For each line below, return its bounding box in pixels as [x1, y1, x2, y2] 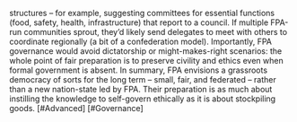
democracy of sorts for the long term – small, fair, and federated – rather [9, 74, 276, 84]
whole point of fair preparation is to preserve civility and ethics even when [9, 56, 284, 65]
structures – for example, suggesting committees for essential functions [9, 8, 275, 18]
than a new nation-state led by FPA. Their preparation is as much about [9, 84, 273, 94]
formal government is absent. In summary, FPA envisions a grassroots [9, 65, 267, 75]
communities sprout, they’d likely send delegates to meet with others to [23, 27, 288, 37]
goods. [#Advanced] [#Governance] [9, 103, 144, 113]
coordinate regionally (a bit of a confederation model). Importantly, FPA [9, 36, 272, 47]
